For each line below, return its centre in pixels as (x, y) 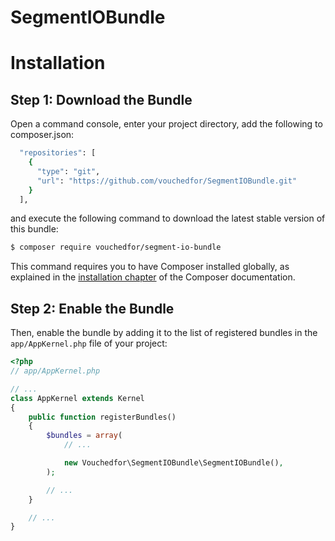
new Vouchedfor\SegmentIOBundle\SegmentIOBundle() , (173, 463)
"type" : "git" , (68, 171)
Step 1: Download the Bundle (101, 99)
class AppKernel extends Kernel (77, 398)
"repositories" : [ (58, 153)
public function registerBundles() (102, 417)
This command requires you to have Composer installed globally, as (150, 267)
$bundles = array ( (84, 436)
